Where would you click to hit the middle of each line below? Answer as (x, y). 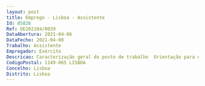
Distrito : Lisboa (28, 74)
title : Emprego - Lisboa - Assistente (56, 18)
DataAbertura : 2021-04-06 (39, 35)
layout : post (23, 12)
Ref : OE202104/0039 (31, 29)
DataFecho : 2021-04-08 (35, 40)
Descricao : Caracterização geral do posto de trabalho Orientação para (101, 57)
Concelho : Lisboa (28, 68)
